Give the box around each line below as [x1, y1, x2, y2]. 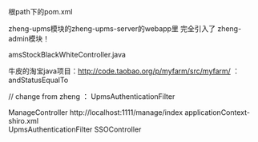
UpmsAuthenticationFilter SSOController [8, 124, 142, 134]
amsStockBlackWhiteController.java [8, 50, 127, 59]
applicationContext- [183, 108, 251, 117]
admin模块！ [8, 34, 50, 43]
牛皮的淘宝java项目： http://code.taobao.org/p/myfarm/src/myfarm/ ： [8, 66, 240, 76]
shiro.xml [8, 116, 38, 125]
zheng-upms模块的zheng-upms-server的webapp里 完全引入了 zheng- [8, 24, 242, 34]
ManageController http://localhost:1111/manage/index [8, 108, 183, 117]
